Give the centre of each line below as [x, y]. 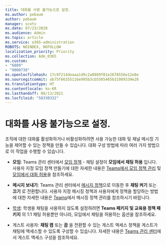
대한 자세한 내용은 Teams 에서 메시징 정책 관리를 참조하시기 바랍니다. [84, 198]
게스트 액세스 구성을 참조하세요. [48, 238]
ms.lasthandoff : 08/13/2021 [34, 93]
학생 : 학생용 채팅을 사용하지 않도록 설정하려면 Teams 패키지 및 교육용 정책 [84, 208]
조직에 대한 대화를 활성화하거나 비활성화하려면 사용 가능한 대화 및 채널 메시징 [80, 139]
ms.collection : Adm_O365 [31, 56]
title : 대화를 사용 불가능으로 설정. [38, 10]
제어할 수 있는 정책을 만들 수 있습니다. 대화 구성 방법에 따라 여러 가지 [80, 145]
